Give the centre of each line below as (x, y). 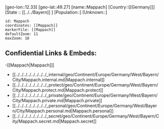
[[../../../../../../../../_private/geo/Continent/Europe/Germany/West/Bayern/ (85, 95)
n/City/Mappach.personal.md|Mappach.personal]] (63, 111)
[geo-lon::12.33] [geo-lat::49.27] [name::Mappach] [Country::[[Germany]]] (80, 7)
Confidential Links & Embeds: (51, 53)
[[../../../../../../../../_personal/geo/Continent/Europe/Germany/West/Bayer (85, 106)
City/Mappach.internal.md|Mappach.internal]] (58, 80)
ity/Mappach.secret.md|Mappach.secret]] (54, 121)
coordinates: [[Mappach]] (31, 25)
